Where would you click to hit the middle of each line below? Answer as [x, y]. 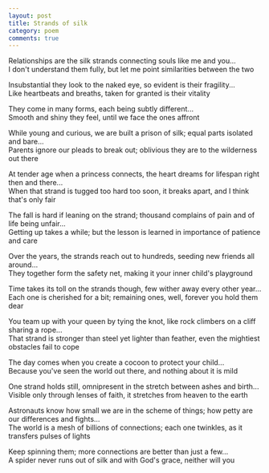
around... [23, 265]
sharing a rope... [35, 330]
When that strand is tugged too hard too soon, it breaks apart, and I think [129, 191]
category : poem [34, 30]
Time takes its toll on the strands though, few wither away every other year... [135, 289]
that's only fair [32, 200]
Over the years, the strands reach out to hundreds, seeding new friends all [132, 257]
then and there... [36, 183]
